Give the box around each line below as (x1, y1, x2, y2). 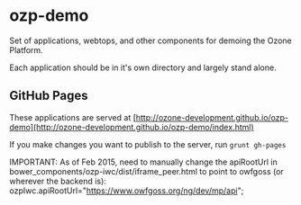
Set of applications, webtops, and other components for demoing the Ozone (9, 35, 292, 46)
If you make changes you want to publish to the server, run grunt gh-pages (9, 138, 287, 149)
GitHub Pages (9, 88, 88, 103)
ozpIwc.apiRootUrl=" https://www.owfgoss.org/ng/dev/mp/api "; (9, 185, 244, 196)
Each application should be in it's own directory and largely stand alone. (9, 62, 277, 73)
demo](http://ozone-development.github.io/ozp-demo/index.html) (9, 121, 254, 132)
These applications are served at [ (9, 111, 137, 122)
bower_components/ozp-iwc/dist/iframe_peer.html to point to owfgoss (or (9, 165, 284, 176)
